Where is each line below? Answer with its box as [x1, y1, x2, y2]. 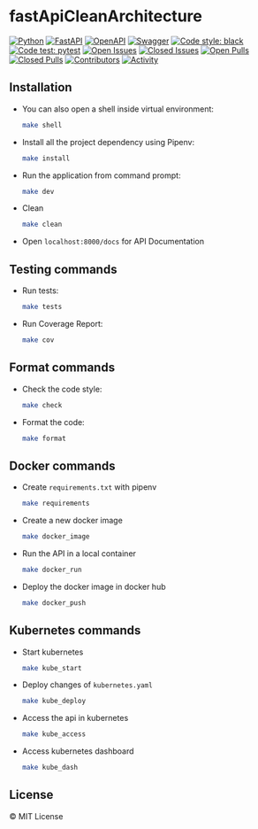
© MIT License [9, 810, 64, 821]
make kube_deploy [21, 697, 87, 706]
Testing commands [9, 261, 118, 276]
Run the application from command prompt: [21, 170, 181, 181]
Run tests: [21, 285, 59, 296]
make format [21, 434, 66, 443]
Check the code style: [21, 384, 102, 394]
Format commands [9, 360, 116, 376]
